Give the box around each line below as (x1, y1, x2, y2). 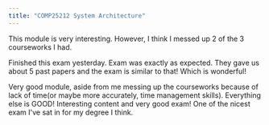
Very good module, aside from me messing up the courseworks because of (8, 82, 259, 91)
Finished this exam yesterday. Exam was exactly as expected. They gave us (8, 58, 260, 67)
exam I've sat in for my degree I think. (8, 107, 134, 117)
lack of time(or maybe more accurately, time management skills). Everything (8, 90, 262, 100)
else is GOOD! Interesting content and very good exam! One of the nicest (8, 99, 251, 108)
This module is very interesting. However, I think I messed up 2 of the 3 (8, 34, 245, 43)
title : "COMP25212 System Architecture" (8, 11, 147, 20)
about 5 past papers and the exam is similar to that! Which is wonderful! (8, 66, 247, 76)
